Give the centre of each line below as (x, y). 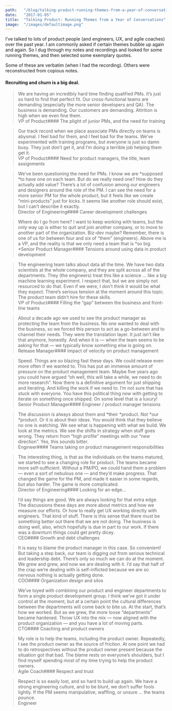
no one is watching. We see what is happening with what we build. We (92, 425)
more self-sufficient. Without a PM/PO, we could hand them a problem (92, 468)
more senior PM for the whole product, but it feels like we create (85, 196)
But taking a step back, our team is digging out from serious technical (91, 553)
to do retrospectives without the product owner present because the (90, 649)
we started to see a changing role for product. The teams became (87, 463)
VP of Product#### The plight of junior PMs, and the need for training (91, 121)
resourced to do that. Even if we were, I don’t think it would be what (89, 286)
